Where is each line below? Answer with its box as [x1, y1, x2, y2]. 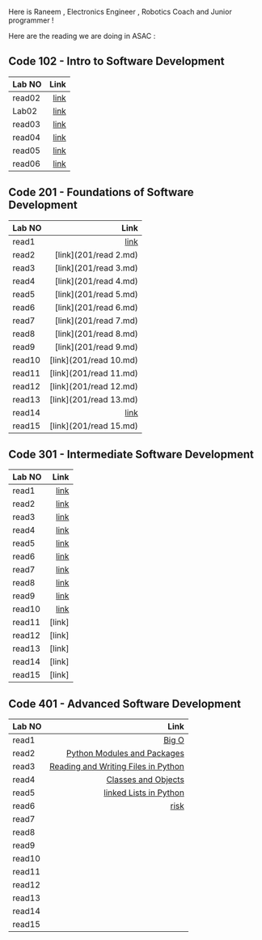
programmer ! [8, 15, 54, 25]
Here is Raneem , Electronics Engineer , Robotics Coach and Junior [8, 7, 232, 16]
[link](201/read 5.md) [54, 288, 139, 300]
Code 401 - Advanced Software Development [8, 696, 241, 711]
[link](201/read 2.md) [54, 249, 139, 260]
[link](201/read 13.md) [49, 393, 139, 405]
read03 [12, 118, 40, 130]
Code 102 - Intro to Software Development [8, 54, 225, 68]
